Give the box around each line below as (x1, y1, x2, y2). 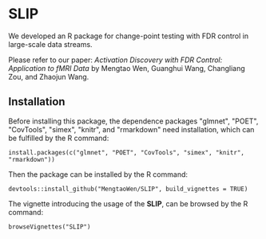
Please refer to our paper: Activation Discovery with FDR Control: (8, 55, 223, 65)
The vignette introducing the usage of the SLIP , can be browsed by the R (8, 198, 248, 208)
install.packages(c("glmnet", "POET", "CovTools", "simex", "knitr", (8, 148, 245, 156)
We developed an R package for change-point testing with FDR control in (8, 31, 249, 41)
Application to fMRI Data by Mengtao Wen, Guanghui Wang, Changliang (8, 63, 245, 72)
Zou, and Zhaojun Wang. (8, 72, 89, 81)
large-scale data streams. (8, 39, 93, 49)
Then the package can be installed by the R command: (8, 169, 189, 179)
